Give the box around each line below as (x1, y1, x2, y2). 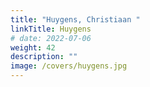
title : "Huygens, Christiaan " (10, 14, 141, 25)
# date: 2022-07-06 (10, 33, 92, 43)
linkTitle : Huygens (10, 24, 92, 34)
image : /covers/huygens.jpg (10, 61, 128, 71)
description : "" (10, 52, 78, 62)
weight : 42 (10, 42, 56, 53)
